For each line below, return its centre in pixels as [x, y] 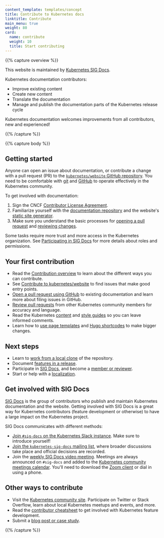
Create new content [32, 94]
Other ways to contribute [44, 488]
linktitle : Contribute [28, 19]
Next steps [22, 346]
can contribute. [27, 279]
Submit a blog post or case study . [46, 520]
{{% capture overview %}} [32, 60]
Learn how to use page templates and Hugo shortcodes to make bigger [84, 326]
